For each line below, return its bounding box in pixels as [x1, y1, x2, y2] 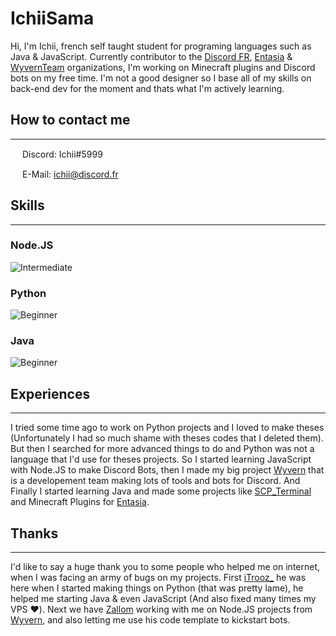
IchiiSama [10, 7, 95, 30]
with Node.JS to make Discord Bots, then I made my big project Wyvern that [10, 464, 325, 476]
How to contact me [10, 112, 131, 129]
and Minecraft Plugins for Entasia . [10, 496, 150, 508]
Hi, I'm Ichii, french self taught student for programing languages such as [10, 40, 312, 52]
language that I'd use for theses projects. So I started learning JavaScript [10, 453, 312, 466]
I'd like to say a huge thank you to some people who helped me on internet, [10, 561, 321, 573]
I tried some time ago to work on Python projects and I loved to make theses [10, 422, 325, 434]
